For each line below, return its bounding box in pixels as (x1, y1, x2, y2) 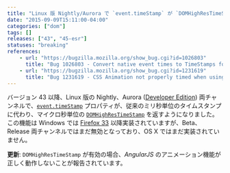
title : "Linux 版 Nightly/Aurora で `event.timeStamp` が (7, 10, 173, 17)
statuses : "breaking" (7, 42, 69, 49)
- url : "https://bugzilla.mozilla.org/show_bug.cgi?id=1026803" (19, 55, 207, 62)
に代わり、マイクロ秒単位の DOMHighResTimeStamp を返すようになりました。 (7, 110, 219, 118)
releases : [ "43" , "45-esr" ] (7, 36, 88, 42)
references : (7, 49, 41, 55)
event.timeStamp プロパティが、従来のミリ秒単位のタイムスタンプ (36, 102, 222, 110)
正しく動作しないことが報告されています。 (7, 159, 127, 168)
